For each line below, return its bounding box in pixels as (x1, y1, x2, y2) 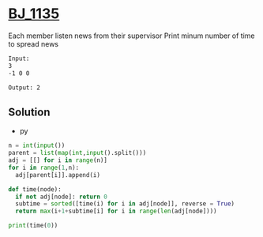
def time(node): (8, 185, 62, 194)
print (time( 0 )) (8, 222, 58, 230)
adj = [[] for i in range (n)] (8, 156, 108, 164)
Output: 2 (8, 84, 41, 92)
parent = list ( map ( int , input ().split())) (8, 149, 147, 157)
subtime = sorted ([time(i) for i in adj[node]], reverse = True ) (15, 200, 235, 208)
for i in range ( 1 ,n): (8, 164, 80, 171)
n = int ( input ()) (8, 141, 66, 150)
